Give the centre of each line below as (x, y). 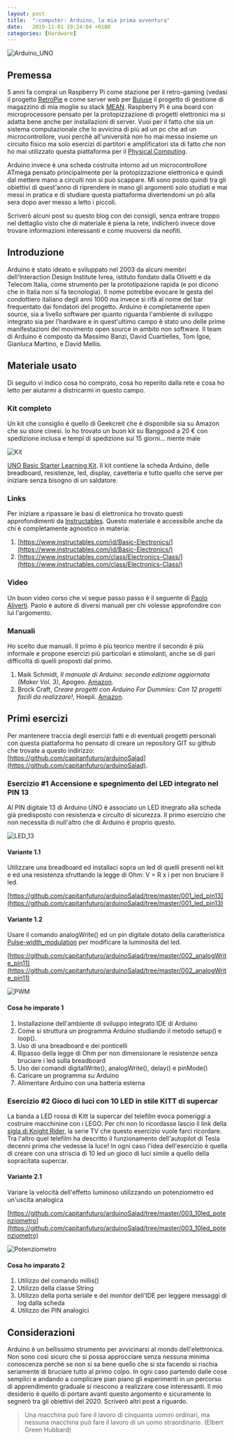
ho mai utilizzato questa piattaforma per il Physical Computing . (97, 152)
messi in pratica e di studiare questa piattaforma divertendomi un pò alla (111, 195)
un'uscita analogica (36, 1200)
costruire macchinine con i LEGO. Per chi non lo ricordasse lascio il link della (117, 1123)
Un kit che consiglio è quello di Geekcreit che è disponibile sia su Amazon (114, 423)
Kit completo (30, 408)
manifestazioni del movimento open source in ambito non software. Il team (115, 329)
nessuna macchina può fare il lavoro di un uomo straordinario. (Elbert (124, 1423)
